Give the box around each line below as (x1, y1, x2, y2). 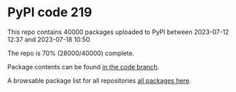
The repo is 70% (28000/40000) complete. (7, 49, 135, 57)
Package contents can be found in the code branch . (7, 62, 160, 71)
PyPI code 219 (7, 4, 92, 21)
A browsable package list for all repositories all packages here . (7, 76, 192, 85)
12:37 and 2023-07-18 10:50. (7, 35, 92, 43)
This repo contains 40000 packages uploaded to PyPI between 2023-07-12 (7, 28, 230, 36)
